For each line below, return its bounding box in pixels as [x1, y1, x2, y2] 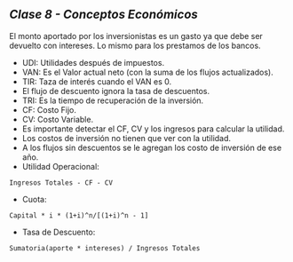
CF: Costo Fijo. [21, 104, 77, 115]
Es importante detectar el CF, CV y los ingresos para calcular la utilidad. [21, 123, 285, 134]
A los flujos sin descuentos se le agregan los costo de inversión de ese [21, 142, 282, 153]
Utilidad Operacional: [21, 161, 99, 171]
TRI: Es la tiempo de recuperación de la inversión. [21, 95, 204, 106]
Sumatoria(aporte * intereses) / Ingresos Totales [9, 243, 201, 252]
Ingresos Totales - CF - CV [9, 178, 114, 187]
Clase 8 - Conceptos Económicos [9, 7, 198, 22]
